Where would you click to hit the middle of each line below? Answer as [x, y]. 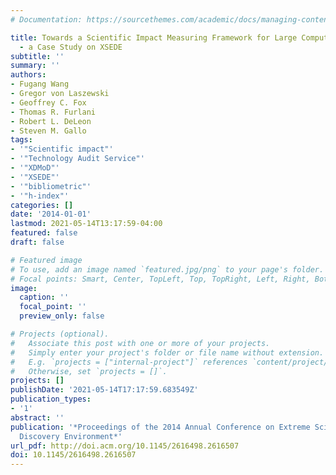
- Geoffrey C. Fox [48, 102]
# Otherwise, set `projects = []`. [89, 371]
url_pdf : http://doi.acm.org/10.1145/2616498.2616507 [125, 446]
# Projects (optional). [60, 334]
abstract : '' [37, 417]
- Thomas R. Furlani [53, 112]
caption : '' [44, 297]
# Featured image [46, 260]
